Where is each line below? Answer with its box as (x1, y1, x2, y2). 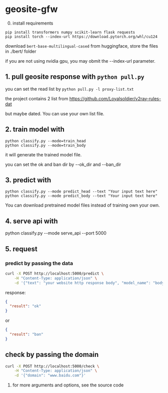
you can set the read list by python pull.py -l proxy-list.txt (5, 86, 134, 92)
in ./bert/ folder (5, 48, 36, 54)
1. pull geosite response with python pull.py (5, 73, 144, 81)
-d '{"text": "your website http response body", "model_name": (14, 280, 151, 285)
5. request (5, 245, 37, 253)
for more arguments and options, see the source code (12, 382, 124, 388)
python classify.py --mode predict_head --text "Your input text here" (5, 189, 157, 194)
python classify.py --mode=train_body (5, 143, 86, 148)
